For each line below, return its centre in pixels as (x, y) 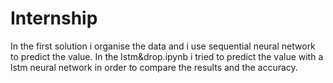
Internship (54, 18)
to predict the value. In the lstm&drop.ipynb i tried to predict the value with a (167, 56)
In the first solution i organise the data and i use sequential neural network (163, 46)
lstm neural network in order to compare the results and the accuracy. (154, 67)
